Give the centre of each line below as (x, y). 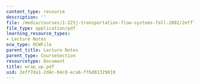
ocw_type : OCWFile (29, 45)
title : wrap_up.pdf (30, 67)
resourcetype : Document (36, 61)
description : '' (26, 17)
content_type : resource (36, 12)
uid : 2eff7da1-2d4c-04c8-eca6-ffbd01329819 (61, 72)
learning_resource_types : (38, 34)
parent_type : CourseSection (41, 56)
